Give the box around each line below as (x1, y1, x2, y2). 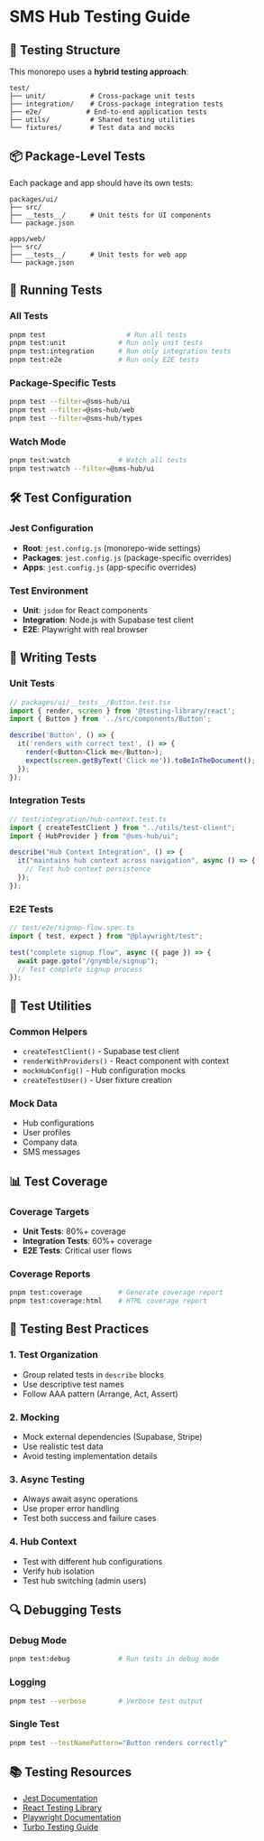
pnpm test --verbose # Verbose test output (9, 1696, 204, 1705)
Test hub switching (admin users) (22, 1575, 147, 1586)
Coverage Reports (9, 1267, 91, 1280)
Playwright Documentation (22, 1812, 122, 1823)
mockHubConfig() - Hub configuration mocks (22, 1065, 187, 1076)
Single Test (9, 1718, 60, 1731)
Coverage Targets (9, 1205, 90, 1218)
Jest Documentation (22, 1793, 98, 1804)
